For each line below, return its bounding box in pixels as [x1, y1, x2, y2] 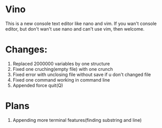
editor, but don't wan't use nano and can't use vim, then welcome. [5, 25, 145, 32]
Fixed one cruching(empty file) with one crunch [12, 66, 113, 72]
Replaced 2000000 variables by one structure [12, 60, 110, 67]
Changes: [5, 44, 48, 56]
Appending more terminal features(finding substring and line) [12, 117, 142, 123]
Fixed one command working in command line [12, 76, 110, 83]
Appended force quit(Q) [12, 82, 63, 88]
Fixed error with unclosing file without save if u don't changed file [12, 71, 151, 78]
